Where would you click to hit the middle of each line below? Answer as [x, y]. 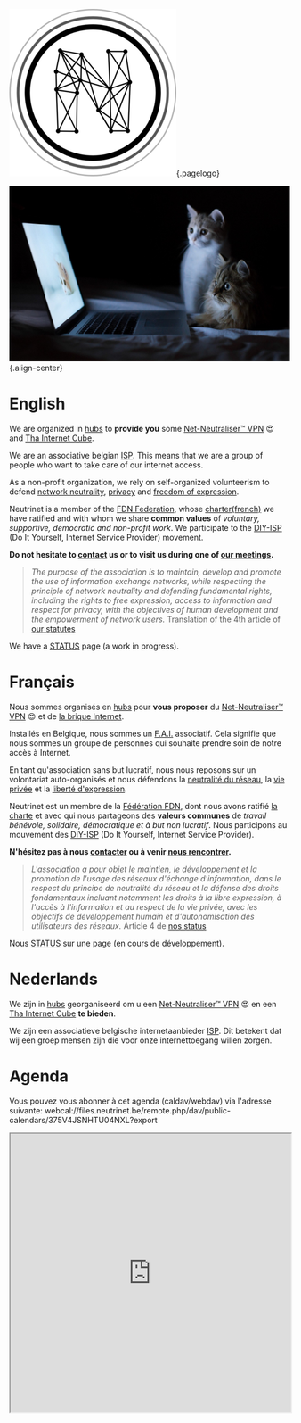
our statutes [53, 628]
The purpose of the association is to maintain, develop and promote [156, 572]
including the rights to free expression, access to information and [151, 600]
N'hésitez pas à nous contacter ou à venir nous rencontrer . [120, 851]
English [37, 404]
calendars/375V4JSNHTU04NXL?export [83, 1120]
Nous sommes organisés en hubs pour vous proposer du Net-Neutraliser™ [146, 707]
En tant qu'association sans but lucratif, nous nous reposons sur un [133, 769]
